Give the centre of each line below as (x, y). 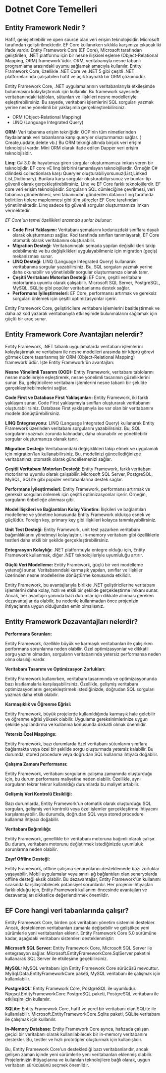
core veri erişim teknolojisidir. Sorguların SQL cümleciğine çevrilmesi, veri (80, 189)
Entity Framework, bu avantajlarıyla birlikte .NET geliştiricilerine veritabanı (80, 585)
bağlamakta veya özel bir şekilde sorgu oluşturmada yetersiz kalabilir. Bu (79, 749)
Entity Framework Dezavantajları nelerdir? (71, 622)
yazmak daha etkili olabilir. (32, 694)
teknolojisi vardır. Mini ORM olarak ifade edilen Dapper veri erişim (72, 148)
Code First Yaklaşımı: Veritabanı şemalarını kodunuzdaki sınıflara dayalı (85, 230)
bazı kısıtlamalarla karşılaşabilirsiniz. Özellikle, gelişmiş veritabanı (72, 684)
